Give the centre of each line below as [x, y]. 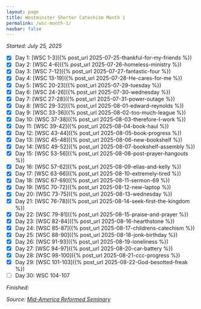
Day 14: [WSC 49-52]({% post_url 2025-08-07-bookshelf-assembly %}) [105, 147]
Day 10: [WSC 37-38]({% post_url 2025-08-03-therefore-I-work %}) [100, 119]
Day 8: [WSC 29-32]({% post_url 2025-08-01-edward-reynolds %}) [99, 105]
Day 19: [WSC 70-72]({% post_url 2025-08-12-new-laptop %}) [93, 187]
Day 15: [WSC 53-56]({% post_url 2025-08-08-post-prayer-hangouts [101, 154]
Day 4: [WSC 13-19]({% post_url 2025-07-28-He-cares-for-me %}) [99, 78]
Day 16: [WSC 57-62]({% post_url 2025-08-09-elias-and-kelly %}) [98, 167]
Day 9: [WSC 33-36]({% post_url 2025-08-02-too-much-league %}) [100, 112]
